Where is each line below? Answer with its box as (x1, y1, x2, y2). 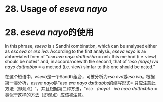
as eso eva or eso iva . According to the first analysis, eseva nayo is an (5, 48, 146, 54)
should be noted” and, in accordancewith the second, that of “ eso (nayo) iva (5, 59, 159, 65)
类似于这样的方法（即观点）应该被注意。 (5, 92, 86, 98)
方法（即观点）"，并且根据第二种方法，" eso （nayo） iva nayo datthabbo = (5, 86, 157, 92)
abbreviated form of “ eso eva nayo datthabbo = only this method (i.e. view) (5, 54, 157, 59)
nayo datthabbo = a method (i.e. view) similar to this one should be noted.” (5, 64, 156, 70)
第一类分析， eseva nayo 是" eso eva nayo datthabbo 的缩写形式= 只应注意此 (5, 80, 156, 86)
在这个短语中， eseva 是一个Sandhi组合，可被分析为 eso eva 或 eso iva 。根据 (5, 74, 155, 80)
